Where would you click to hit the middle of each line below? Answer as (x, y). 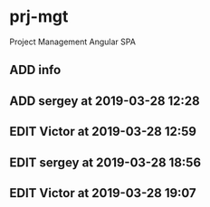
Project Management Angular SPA (72, 42)
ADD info (35, 70)
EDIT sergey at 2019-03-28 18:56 (105, 162)
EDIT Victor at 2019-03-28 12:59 (103, 132)
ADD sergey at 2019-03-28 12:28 (105, 101)
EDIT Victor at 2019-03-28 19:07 (103, 193)
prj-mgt (39, 17)
